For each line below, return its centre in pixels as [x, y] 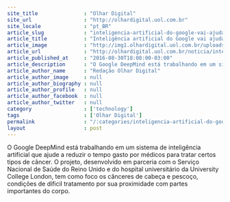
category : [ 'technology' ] [70, 109]
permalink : [47, 122]
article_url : [47, 52]
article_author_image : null [55, 77]
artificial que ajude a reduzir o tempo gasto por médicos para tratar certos [112, 155]
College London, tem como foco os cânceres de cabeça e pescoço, [103, 177]
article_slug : [47, 33]
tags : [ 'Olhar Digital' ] [75, 115]
